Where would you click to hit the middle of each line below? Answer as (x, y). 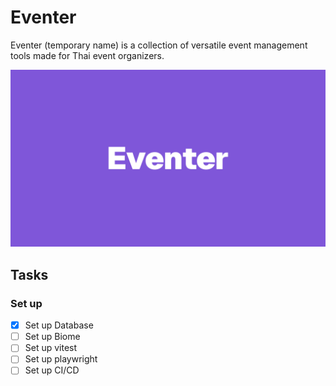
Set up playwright (61, 359)
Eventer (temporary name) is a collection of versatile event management (159, 45)
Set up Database (59, 325)
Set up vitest (51, 348)
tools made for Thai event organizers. (87, 55)
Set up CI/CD (52, 370)
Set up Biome (52, 337)
